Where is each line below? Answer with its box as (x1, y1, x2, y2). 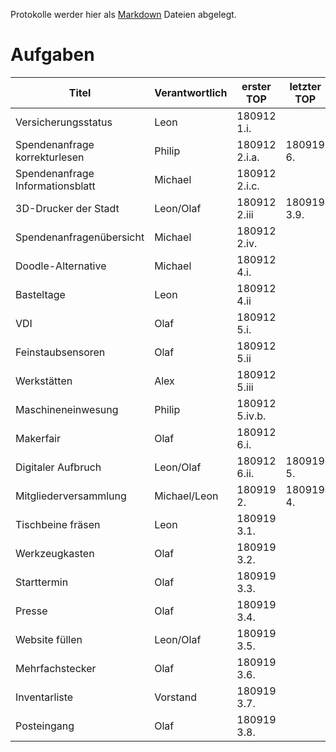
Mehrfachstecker (15, 661, 97, 675)
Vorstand (154, 690, 197, 704)
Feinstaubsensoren (15, 345, 106, 359)
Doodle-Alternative (15, 259, 107, 273)
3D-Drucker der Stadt (15, 201, 120, 215)
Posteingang (15, 719, 75, 733)
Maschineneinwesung (15, 402, 119, 416)
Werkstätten (15, 374, 73, 388)
